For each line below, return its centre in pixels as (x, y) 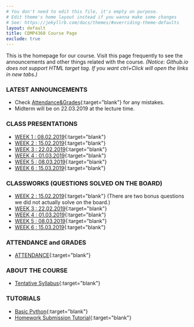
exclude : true (23, 39)
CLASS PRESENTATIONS (42, 124)
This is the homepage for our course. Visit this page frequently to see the (94, 56)
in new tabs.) (22, 74)
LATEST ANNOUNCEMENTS (47, 89)
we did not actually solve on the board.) (62, 202)
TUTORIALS (23, 299)
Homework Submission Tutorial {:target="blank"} (73, 318)
